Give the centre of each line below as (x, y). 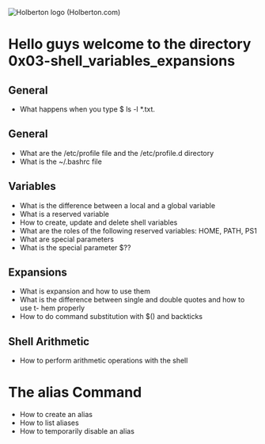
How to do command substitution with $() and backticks (111, 317)
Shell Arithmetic (49, 342)
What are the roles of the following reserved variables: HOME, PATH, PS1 (138, 230)
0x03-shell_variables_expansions (122, 61)
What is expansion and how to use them (85, 291)
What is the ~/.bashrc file (61, 161)
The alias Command (75, 393)
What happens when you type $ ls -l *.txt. (87, 109)
